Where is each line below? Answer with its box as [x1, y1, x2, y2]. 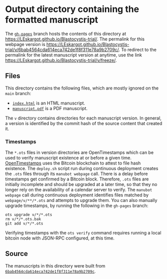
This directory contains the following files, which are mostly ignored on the [5, 85, 159, 91]
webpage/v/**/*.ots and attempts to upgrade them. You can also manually [5, 197, 158, 203]
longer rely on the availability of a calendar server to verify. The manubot [5, 186, 153, 193]
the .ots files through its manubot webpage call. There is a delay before [5, 171, 148, 177]
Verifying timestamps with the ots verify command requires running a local [5, 230, 162, 236]
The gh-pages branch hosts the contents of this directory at [5, 30, 126, 36]
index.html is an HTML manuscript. [12, 100, 86, 106]
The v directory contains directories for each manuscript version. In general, [5, 115, 162, 121]
